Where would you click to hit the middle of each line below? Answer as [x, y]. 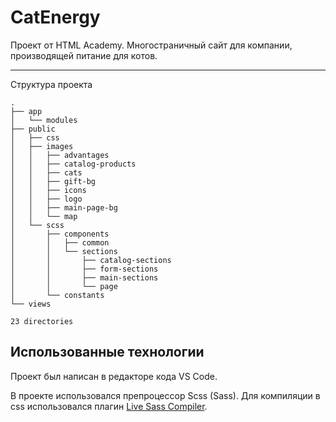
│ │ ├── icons [48, 190]
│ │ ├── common [60, 242]
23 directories [42, 321]
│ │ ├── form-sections [84, 269]
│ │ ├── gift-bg [53, 181]
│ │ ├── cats [46, 172]
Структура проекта [51, 84]
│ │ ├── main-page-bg [64, 207]
